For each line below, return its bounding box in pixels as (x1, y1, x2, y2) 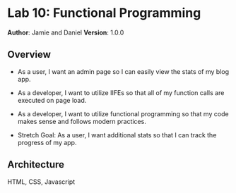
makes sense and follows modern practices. (17, 117, 146, 125)
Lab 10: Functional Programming (7, 5, 201, 21)
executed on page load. (17, 96, 87, 104)
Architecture (7, 158, 65, 170)
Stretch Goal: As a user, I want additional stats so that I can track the (17, 130, 217, 139)
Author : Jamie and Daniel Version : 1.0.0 (7, 28, 124, 37)
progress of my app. (17, 138, 77, 147)
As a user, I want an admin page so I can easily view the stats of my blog (17, 67, 230, 75)
